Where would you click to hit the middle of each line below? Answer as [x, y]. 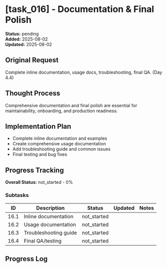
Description [50, 208]
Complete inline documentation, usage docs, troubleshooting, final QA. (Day [84, 72]
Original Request [32, 60]
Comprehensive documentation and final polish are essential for [71, 105]
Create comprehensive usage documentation [59, 144]
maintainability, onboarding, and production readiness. [61, 111]
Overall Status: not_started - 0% [39, 182]
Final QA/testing [43, 241]
